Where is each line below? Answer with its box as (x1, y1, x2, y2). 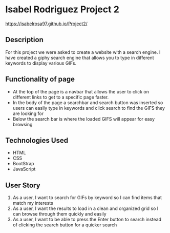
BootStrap (12, 161, 34, 167)
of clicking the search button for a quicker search (12, 222, 117, 228)
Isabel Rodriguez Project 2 (5, 4, 119, 15)
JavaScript (12, 166, 36, 172)
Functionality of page (5, 75, 75, 84)
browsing (12, 121, 33, 127)
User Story (5, 181, 40, 189)
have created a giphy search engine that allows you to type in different (5, 54, 155, 61)
